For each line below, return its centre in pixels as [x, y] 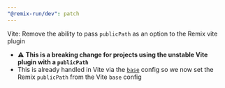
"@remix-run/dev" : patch [43, 14]
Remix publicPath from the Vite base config [79, 77]
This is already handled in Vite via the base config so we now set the [115, 69]
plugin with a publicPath [53, 62]
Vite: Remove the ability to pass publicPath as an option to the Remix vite [112, 34]
